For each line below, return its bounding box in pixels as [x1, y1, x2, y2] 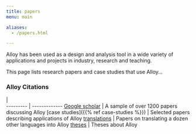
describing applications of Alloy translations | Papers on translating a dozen [6, 115, 188, 122]
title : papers [6, 8, 41, 15]
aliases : [6, 24, 27, 30]
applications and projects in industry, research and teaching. [6, 57, 152, 64]
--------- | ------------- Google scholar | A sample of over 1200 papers [6, 103, 178, 110]
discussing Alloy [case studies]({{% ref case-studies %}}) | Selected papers [6, 108, 190, 115]
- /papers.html [11, 30, 49, 36]
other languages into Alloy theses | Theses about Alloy [6, 121, 137, 128]
